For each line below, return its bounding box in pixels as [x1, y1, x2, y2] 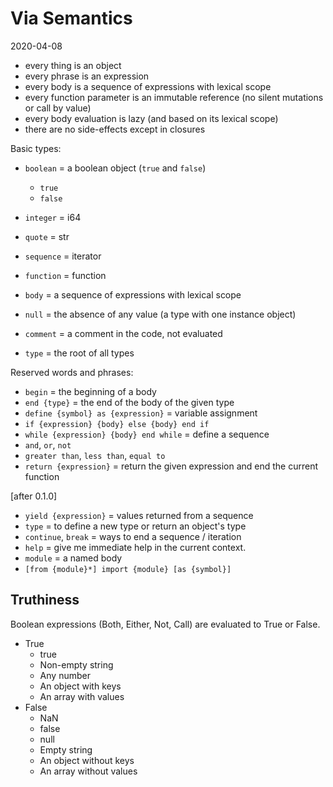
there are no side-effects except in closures [24, 123, 206, 135]
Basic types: [10, 142, 62, 154]
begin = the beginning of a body [24, 385, 157, 397]
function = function [24, 269, 107, 281]
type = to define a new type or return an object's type [24, 520, 247, 532]
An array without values [39, 765, 138, 777]
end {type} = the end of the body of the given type [24, 396, 235, 408]
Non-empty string [39, 658, 114, 671]
